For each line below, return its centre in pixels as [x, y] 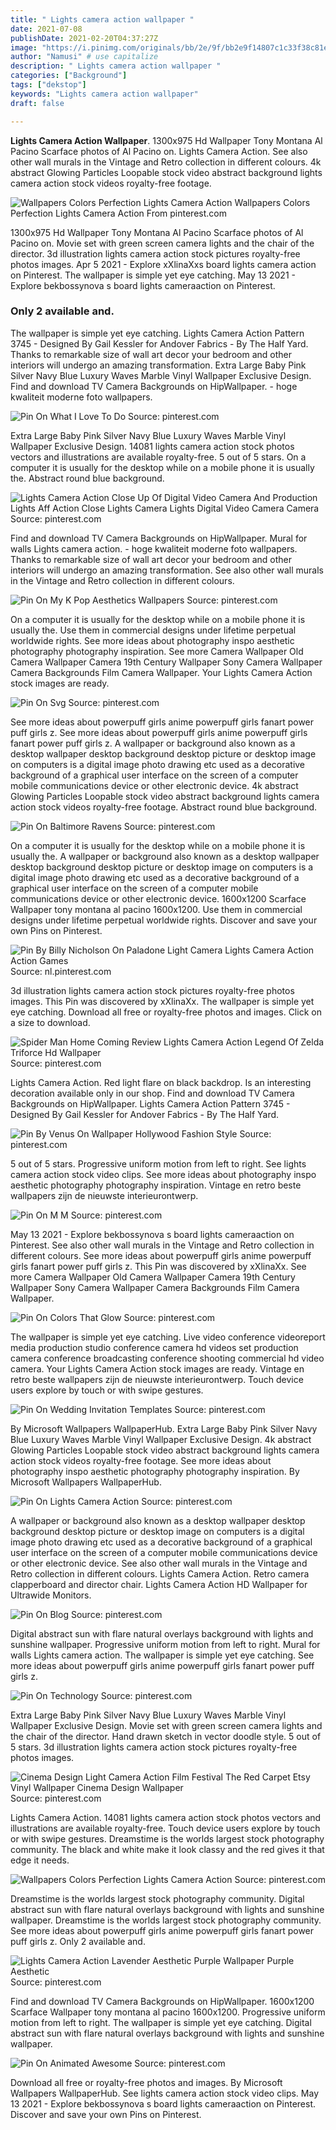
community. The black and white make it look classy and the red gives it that [167, 1849]
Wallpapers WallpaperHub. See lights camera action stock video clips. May [165, 2093]
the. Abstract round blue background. [87, 478]
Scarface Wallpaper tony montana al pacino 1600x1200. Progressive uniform [168, 2012]
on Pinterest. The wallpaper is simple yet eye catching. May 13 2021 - [153, 275]
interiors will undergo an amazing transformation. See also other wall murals [167, 570]
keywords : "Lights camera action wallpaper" [104, 94]
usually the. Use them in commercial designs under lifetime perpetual [153, 630]
